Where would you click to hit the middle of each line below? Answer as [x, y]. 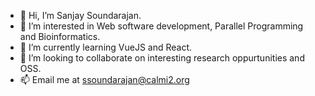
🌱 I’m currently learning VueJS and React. [106, 47]
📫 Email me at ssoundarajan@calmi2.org [104, 79]
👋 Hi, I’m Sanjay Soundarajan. [80, 15]
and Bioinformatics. [60, 36]
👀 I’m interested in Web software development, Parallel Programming [161, 26]
